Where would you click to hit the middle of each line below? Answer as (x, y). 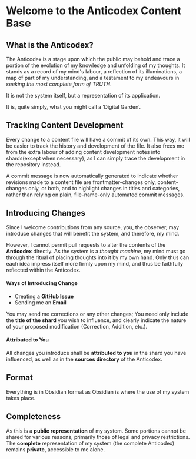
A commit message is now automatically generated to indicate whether (92, 176)
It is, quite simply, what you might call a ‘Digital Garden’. (74, 107)
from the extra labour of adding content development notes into (83, 152)
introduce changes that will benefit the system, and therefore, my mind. (93, 233)
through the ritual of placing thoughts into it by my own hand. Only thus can (98, 257)
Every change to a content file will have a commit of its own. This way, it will (98, 139)
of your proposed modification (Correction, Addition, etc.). (77, 326)
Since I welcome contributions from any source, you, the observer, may (93, 227)
